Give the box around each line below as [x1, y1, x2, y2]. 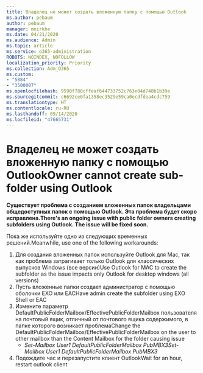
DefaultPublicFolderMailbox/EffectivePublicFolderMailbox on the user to [15, 329, 196, 336]
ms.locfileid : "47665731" [6, 116, 72, 122]
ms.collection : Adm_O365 [6, 65, 69, 72]
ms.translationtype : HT [6, 99, 67, 105]
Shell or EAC [15, 296, 47, 304]
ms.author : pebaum [6, 15, 53, 21]
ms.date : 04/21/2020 [6, 32, 59, 38]
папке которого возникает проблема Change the [15, 322, 141, 329]
